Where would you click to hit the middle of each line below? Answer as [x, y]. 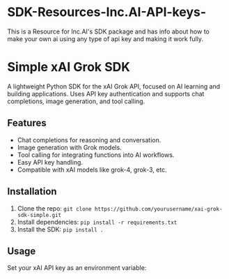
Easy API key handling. [50, 162]
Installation [32, 191]
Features [27, 123]
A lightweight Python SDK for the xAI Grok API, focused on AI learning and [114, 86]
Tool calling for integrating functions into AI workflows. [96, 155]
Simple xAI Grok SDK [69, 67]
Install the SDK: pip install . [60, 229]
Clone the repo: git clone [54, 208]
